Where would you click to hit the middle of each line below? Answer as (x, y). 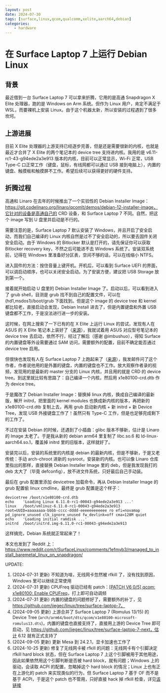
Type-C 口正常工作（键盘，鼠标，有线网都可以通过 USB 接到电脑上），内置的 (83, 165)
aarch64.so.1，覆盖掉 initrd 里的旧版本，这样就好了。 (59, 442)
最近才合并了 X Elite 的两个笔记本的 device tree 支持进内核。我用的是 (75, 152)
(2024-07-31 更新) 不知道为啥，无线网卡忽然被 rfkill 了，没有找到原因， (85, 574)
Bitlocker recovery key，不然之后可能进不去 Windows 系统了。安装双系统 (80, 249)
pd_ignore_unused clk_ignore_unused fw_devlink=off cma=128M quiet (76, 515)
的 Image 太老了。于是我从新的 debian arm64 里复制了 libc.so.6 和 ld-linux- (82, 436)
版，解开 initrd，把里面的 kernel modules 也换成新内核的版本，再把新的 (78, 400)
